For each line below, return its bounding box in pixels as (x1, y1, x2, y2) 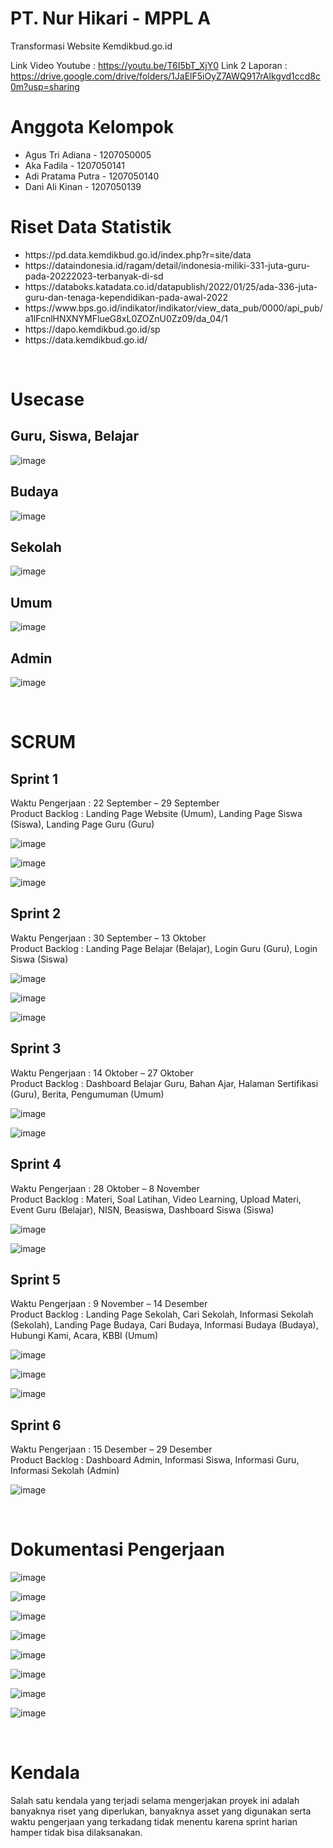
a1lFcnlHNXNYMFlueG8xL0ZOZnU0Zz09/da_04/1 (24, 312, 228, 324)
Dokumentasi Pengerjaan (10, 1538, 226, 1561)
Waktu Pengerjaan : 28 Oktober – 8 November (10, 1182, 200, 1194)
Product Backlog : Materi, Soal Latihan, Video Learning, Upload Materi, (10, 1193, 302, 1205)
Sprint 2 (10, 905, 62, 922)
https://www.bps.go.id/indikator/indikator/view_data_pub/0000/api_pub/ (24, 302, 323, 314)
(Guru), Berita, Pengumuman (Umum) (10, 1088, 165, 1100)
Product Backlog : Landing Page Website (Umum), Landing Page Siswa (10, 808, 303, 820)
